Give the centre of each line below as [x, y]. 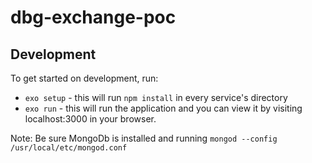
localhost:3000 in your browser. [90, 119]
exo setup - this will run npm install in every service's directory [156, 97]
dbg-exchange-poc [93, 17]
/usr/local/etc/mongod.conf [69, 148]
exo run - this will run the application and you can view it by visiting [163, 108]
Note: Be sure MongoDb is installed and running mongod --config [144, 138]
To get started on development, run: [84, 78]
